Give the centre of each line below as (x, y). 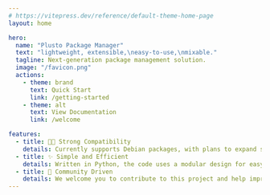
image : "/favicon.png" (53, 68)
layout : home (30, 23)
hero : (17, 38)
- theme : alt (45, 105)
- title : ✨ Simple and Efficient (72, 156)
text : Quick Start (60, 90)
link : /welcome (55, 120)
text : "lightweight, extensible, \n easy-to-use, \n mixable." (117, 53)
